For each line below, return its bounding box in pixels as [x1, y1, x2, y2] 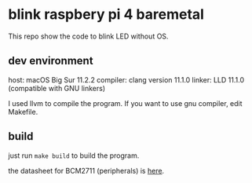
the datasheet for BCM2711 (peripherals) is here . [8, 166, 165, 175]
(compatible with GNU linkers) [8, 83, 106, 93]
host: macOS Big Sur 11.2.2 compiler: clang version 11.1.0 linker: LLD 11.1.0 [8, 75, 245, 84]
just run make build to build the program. [8, 151, 140, 160]
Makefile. [8, 107, 38, 116]
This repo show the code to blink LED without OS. [8, 31, 169, 41]
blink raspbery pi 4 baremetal [8, 5, 204, 24]
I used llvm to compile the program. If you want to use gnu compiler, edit [8, 98, 243, 108]
